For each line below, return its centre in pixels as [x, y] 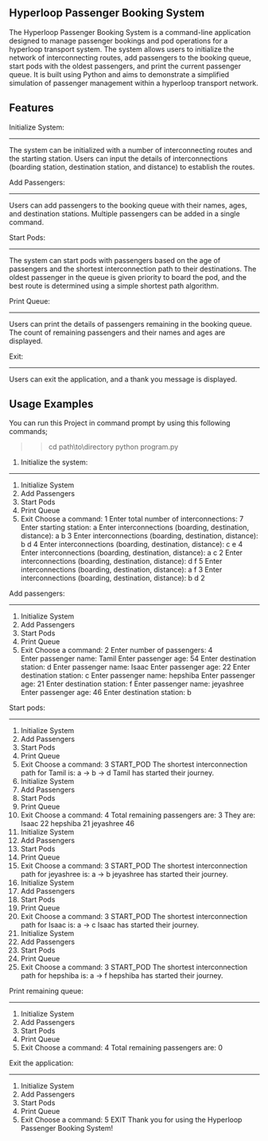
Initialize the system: [54, 462]
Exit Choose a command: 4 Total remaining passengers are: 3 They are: [138, 815]
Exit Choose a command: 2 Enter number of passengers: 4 [117, 650]
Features [31, 108]
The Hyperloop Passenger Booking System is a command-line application [130, 32]
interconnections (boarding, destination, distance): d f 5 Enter [121, 561]
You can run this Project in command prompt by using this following [120, 423]
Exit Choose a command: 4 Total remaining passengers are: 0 [122, 1048]
